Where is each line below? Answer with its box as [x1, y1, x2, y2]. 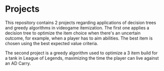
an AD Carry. [5, 60, 31, 66]
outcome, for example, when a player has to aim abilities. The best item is [5, 35, 153, 41]
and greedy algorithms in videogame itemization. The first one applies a [5, 24, 150, 30]
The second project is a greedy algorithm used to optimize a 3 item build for [5, 50, 158, 56]
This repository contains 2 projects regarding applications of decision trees [5, 20, 156, 25]
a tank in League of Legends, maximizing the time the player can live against [5, 55, 159, 61]
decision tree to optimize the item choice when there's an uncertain [5, 30, 141, 36]
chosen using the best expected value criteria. [5, 40, 99, 46]
